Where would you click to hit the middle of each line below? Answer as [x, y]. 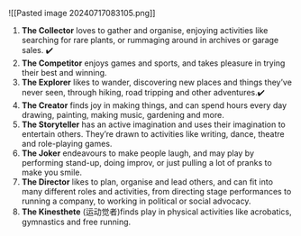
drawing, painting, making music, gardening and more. [123, 115]
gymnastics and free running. [76, 222]
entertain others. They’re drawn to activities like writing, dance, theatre [153, 134]
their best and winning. [64, 73]
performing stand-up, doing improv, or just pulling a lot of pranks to [146, 163]
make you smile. [52, 172]
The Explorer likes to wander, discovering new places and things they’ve [156, 82]
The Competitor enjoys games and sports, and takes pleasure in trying [153, 63]
